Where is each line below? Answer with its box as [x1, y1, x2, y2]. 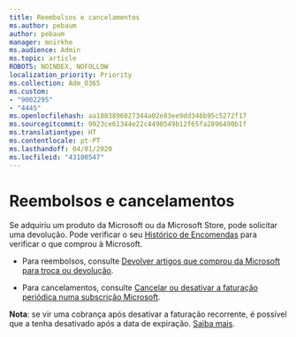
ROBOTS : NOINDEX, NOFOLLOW [9, 63, 109, 72]
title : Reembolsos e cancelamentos [9, 12, 140, 22]
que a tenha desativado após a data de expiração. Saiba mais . [9, 318, 236, 329]
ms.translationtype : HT [9, 128, 97, 137]
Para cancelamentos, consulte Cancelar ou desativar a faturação [21, 282, 259, 293]
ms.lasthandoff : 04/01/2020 [9, 144, 113, 153]
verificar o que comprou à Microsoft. [9, 239, 143, 249]
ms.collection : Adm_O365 [9, 79, 101, 88]
